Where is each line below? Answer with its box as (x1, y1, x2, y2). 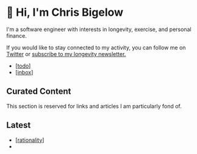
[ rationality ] (15, 136, 45, 144)
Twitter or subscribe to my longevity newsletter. (6, 50, 126, 57)
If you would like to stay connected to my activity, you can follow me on (6, 44, 186, 51)
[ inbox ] (15, 68, 34, 75)
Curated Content (6, 86, 71, 97)
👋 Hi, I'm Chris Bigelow (6, 5, 124, 19)
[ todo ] (15, 62, 31, 69)
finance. (6, 32, 27, 39)
